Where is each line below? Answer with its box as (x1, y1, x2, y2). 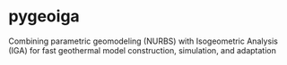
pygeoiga (8, 6, 80, 27)
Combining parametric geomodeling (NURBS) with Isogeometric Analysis (8, 36, 279, 46)
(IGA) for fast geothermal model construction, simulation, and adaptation (8, 45, 277, 55)
